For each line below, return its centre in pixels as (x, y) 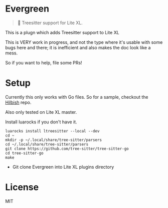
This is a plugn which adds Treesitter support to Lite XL (62, 32)
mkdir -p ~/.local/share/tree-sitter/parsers (53, 140)
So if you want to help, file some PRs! (44, 62)
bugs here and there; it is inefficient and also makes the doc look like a (78, 47)
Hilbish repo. (18, 102)
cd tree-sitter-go (24, 153)
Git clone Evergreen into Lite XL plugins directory (63, 167)
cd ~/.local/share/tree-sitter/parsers (47, 144)
